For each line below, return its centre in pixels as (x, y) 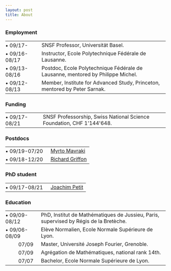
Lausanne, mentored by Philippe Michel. (89, 74)
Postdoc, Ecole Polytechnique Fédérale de (92, 68)
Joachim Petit (67, 187)
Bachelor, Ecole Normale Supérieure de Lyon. (95, 260)
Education (18, 202)
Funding (16, 104)
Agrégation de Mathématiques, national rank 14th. (101, 252)
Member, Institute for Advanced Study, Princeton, (101, 83)
